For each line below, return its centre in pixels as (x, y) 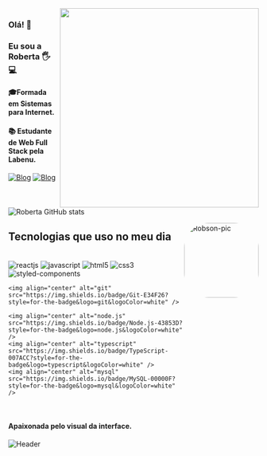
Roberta (24, 57)
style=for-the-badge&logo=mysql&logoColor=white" (92, 386)
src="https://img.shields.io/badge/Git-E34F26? (89, 295)
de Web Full (28, 143)
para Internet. (31, 112)
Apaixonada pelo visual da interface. (70, 427)
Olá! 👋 (20, 25)
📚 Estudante (30, 132)
